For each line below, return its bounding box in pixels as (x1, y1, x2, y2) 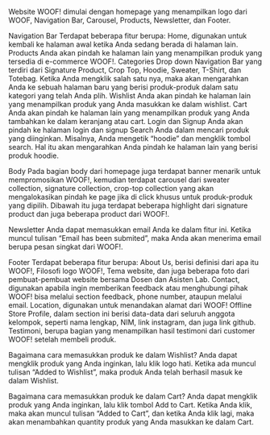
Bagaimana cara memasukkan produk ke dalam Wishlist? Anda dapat (8, 350, 238, 359)
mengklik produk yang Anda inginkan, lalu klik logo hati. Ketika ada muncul (8, 358, 256, 368)
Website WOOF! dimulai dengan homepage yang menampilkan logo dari (8, 7, 247, 16)
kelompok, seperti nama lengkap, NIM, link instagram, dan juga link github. (8, 317, 256, 327)
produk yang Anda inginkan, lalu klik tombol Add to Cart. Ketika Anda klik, (8, 400, 252, 409)
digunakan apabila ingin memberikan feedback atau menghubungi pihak (8, 284, 248, 292)
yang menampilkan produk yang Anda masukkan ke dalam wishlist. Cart (8, 100, 247, 109)
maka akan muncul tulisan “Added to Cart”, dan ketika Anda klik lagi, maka (8, 408, 255, 418)
